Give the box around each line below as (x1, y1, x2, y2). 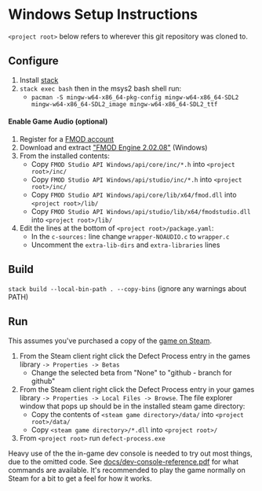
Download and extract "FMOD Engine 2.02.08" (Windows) (19, 142, 208, 152)
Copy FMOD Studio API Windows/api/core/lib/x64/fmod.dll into (31, 190, 237, 199)
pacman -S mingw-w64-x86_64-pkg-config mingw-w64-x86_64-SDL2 (31, 93, 239, 102)
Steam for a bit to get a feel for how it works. (8, 474, 152, 483)
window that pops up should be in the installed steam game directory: (19, 401, 246, 411)
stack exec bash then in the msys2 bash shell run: (19, 83, 182, 93)
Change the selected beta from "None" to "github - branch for (31, 367, 232, 377)
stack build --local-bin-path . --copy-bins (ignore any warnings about (8, 283, 247, 293)
